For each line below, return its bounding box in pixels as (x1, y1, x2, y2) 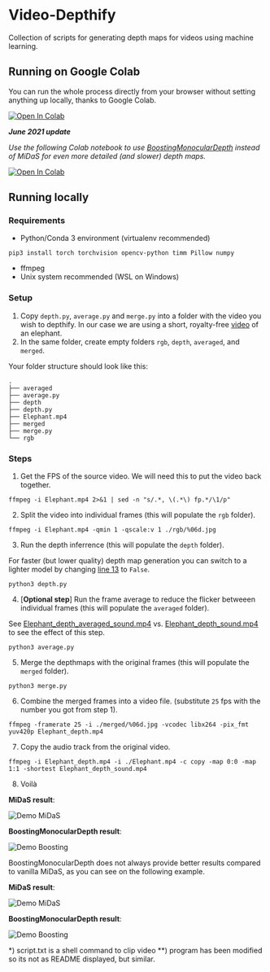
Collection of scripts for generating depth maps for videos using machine (8, 33, 254, 42)
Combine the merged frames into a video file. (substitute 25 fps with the (20, 696, 261, 706)
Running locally (8, 190, 89, 204)
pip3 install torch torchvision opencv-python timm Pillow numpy (8, 249, 234, 257)
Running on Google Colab (8, 65, 141, 79)
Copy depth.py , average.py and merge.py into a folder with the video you (20, 311, 262, 321)
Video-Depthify (8, 6, 116, 24)
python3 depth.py (8, 580, 67, 589)
